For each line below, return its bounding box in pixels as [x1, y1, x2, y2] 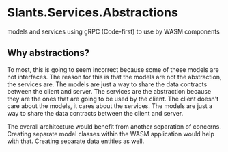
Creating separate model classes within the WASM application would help [7, 129, 215, 138]
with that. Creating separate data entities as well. [7, 137, 145, 145]
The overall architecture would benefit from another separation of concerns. [7, 122, 222, 131]
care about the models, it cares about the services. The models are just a [7, 101, 213, 110]
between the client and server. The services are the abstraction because [7, 87, 212, 95]
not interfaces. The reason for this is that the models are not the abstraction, [7, 73, 222, 81]
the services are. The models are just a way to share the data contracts [7, 80, 208, 88]
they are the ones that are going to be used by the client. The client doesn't [7, 94, 219, 103]
